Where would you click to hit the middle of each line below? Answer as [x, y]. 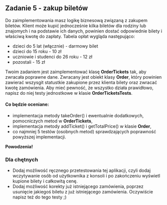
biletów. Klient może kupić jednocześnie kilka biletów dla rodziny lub [76, 26]
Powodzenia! [19, 147]
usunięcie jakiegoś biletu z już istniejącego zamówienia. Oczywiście [83, 192]
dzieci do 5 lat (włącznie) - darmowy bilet [55, 46]
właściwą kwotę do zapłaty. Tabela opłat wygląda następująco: [70, 36]
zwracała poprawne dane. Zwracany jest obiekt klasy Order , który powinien [83, 77]
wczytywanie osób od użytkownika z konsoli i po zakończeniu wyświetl [86, 176]
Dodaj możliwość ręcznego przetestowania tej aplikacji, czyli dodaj [81, 170]
